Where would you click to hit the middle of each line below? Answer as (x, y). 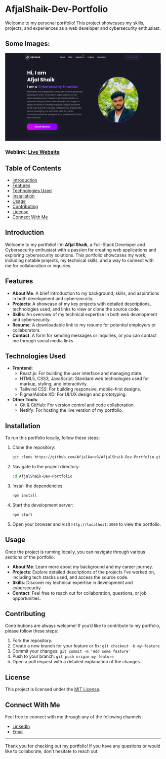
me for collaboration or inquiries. (38, 265)
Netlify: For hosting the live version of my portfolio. (71, 410)
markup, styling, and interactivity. (54, 384)
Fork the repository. (32, 640)
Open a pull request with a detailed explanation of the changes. (77, 662)
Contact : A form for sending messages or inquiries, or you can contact (84, 335)
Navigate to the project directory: (46, 467)
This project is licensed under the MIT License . (53, 689)
